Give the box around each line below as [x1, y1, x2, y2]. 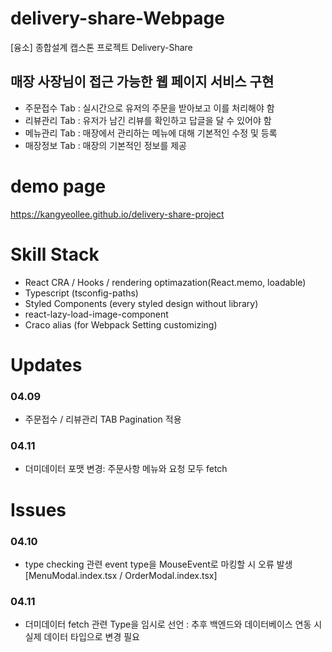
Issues [10, 498, 67, 521]
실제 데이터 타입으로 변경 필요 [24, 631, 140, 643]
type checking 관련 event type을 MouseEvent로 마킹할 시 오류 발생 [24, 558, 293, 570]
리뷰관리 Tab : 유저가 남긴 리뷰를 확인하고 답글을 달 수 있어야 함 [24, 114, 272, 126]
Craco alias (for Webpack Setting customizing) [24, 318, 218, 331]
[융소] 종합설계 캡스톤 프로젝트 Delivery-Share [10, 41, 193, 53]
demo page [10, 175, 107, 197]
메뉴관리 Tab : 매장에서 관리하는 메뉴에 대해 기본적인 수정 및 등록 [24, 127, 278, 139]
